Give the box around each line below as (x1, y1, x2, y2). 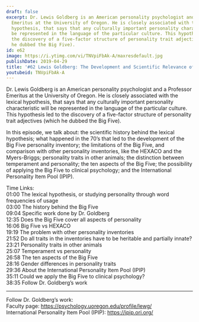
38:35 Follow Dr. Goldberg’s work (6, 279, 88, 286)
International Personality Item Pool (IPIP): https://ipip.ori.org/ (6, 309, 153, 316)
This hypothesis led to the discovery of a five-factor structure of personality (6, 111, 191, 118)
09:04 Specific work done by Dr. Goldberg (6, 210, 110, 217)
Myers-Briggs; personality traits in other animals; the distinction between (6, 154, 184, 161)
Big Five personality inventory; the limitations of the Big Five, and (6, 141, 165, 149)
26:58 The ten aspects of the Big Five (6, 254, 98, 261)
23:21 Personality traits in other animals (6, 241, 102, 248)
